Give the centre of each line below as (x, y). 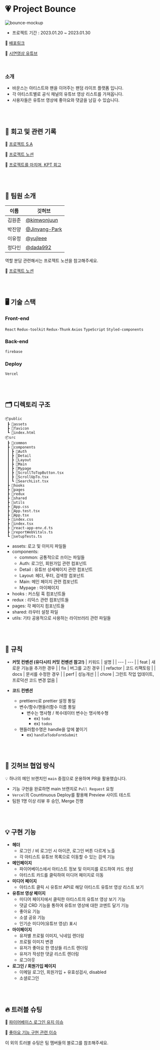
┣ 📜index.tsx (20, 524)
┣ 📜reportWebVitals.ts (30, 532)
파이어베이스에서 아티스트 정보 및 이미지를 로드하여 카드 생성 (76, 869)
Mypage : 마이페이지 (39, 587)
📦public (14, 418)
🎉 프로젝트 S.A (19, 144)
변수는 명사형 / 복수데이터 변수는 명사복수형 (67, 713)
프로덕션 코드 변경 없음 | (35, 680)
